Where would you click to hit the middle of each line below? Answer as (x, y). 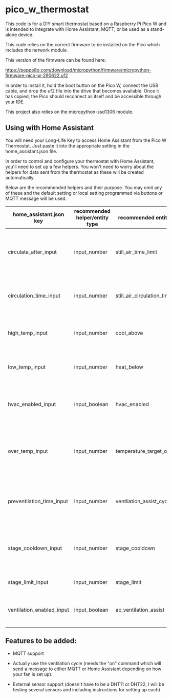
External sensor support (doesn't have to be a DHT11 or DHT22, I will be (89, 684)
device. (26, 34)
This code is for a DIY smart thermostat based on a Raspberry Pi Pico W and (86, 24)
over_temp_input (28, 451)
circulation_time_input (34, 296)
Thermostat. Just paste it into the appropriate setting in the (67, 145)
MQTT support (28, 653)
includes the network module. (37, 50)
